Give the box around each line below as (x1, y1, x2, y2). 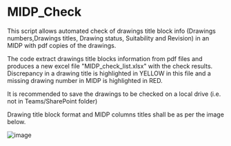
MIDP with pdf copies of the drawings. (7, 41, 117, 49)
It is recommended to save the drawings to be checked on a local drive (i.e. (7, 90, 221, 98)
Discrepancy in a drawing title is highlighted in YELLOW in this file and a (7, 69, 212, 77)
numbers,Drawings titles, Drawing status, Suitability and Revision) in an (7, 34, 210, 42)
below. (7, 117, 26, 125)
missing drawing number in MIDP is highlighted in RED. (7, 76, 163, 84)
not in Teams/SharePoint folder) (7, 97, 98, 105)
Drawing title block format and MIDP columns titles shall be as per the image (7, 110, 224, 119)
